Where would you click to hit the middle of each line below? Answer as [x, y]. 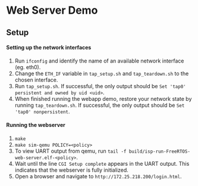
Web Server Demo [52, 10]
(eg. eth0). [28, 67]
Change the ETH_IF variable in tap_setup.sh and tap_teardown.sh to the [102, 73]
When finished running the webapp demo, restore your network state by [103, 98]
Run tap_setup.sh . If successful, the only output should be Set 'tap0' [100, 86]
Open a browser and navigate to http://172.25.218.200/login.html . [98, 176]
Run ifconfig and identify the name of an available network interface [99, 61]
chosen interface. [36, 80]
